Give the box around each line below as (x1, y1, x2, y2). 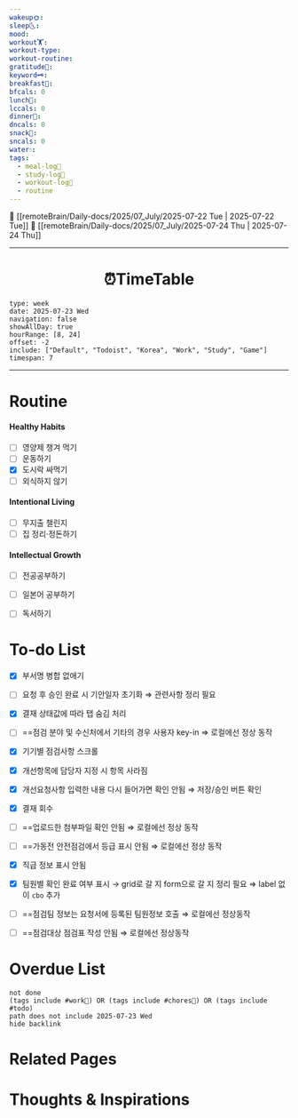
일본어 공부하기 (21, 589, 75, 600)
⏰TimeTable (103, 269, 195, 290)
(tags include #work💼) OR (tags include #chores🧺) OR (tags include (9, 996, 268, 1005)
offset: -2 (9, 338, 50, 347)
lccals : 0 (9, 104, 46, 113)
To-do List (9, 640, 86, 660)
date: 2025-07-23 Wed (9, 307, 90, 315)
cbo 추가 (31, 890, 60, 900)
